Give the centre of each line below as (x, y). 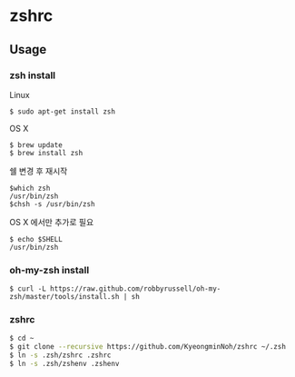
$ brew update (36, 145)
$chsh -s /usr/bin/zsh (52, 204)
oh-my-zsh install (49, 270)
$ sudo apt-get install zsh (63, 111)
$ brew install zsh (46, 153)
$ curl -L (28, 289)
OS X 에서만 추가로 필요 (52, 222)
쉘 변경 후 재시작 (39, 171)
